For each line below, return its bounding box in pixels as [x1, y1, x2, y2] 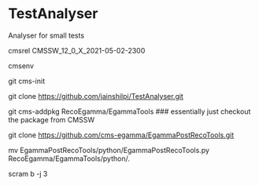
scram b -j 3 [8, 169, 48, 178]
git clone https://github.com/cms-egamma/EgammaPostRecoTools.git [8, 130, 235, 140]
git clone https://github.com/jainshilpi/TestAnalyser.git [8, 91, 183, 100]
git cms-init [8, 76, 46, 86]
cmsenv [8, 60, 34, 71]
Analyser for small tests [8, 31, 85, 40]
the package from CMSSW [8, 115, 95, 124]
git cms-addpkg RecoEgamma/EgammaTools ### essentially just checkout [8, 107, 251, 116]
